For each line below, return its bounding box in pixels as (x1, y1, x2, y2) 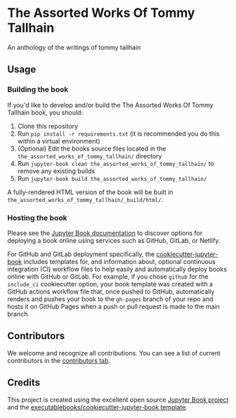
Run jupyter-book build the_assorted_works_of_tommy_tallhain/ (17, 174, 207, 182)
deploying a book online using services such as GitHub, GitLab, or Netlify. (7, 236, 221, 244)
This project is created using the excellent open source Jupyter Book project (7, 395, 229, 404)
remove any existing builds (17, 167, 96, 175)
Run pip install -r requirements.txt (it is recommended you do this (17, 129, 220, 138)
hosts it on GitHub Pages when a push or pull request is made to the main (7, 302, 220, 310)
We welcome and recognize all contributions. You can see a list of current (7, 348, 221, 357)
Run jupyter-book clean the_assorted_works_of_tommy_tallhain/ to (17, 159, 214, 167)
